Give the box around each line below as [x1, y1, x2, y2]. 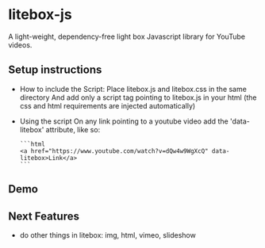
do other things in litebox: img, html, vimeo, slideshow [19, 230, 196, 239]
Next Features [8, 209, 79, 223]
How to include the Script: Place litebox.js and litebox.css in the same [19, 84, 248, 93]
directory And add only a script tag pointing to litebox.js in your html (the [19, 93, 257, 102]
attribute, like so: [45, 124, 101, 134]
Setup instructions [8, 63, 102, 77]
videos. [8, 40, 33, 49]
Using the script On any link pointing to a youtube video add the [19, 116, 229, 126]
